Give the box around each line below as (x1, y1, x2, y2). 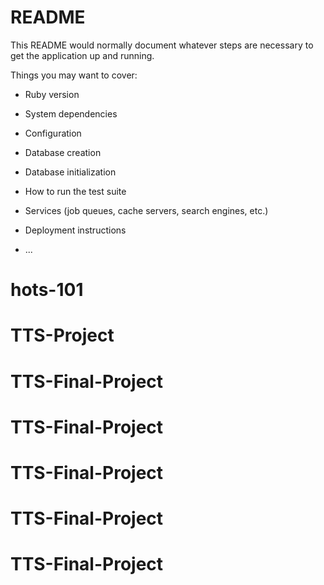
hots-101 (10, 279, 84, 301)
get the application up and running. (10, 49, 155, 61)
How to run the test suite (24, 185, 127, 197)
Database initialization (24, 166, 117, 178)
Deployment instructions (24, 224, 127, 236)
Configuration (24, 127, 82, 139)
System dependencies (24, 107, 118, 120)
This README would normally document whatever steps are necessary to (10, 39, 314, 51)
